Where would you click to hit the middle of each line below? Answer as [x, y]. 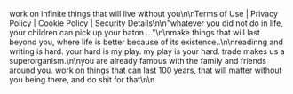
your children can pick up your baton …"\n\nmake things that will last [135, 32]
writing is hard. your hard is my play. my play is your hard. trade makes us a [147, 51]
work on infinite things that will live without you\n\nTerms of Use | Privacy [143, 14]
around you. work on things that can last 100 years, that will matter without [146, 70]
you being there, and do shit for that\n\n [82, 79]
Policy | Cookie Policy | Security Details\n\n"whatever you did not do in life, [146, 23]
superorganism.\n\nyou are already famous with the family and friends [138, 61]
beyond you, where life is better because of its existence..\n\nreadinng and [146, 42]
